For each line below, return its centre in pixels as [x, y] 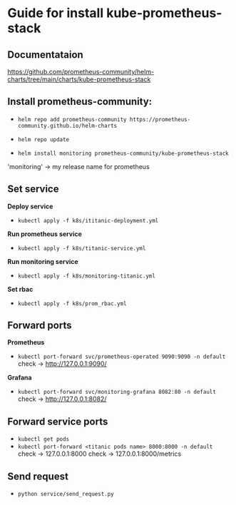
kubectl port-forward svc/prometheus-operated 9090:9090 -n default [122, 357]
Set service [33, 189]
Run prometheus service [45, 234]
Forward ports [40, 326]
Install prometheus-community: [80, 102]
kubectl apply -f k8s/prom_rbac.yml [72, 303]
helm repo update [43, 139]
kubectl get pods [43, 439]
